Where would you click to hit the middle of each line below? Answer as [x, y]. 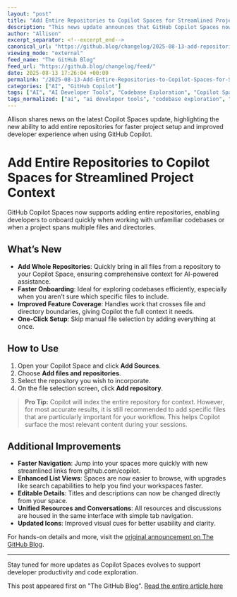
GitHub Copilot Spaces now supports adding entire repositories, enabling [114, 212]
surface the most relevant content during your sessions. [106, 424]
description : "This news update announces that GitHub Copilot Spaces [113, 27]
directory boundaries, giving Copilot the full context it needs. [106, 311]
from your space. [43, 501]
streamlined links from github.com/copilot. [79, 471]
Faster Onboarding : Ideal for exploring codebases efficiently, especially [122, 289]
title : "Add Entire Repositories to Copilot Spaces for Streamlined [110, 20]
